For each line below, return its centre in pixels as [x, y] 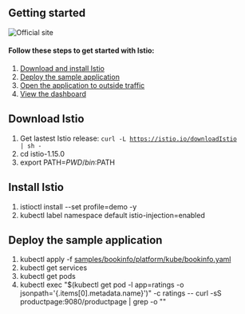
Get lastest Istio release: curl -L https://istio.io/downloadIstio [128, 138]
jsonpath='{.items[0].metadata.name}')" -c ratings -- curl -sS [121, 293]
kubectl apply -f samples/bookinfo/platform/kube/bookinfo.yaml [125, 260]
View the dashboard [53, 94]
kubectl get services [53, 268]
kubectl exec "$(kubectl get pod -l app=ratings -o [102, 285]
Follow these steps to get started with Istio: [81, 50]
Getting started [47, 13]
